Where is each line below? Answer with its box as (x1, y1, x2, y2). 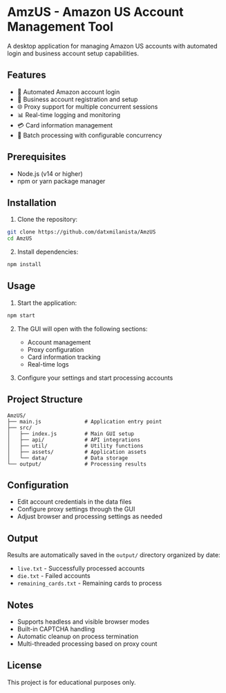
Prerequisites (7, 151, 66, 163)
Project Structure (7, 394, 83, 405)
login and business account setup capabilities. (7, 49, 140, 58)
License (7, 660, 42, 672)
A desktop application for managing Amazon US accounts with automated (7, 42, 218, 50)
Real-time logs (27, 360, 69, 368)
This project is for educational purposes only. (7, 678, 136, 686)
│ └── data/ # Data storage (7, 455, 129, 462)
